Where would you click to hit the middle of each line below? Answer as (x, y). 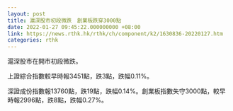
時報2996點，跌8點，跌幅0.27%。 (57, 100)
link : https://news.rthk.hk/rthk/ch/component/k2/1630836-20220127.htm (115, 34)
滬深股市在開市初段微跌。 (45, 62)
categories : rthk (33, 40)
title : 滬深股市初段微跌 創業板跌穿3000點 (64, 21)
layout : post (27, 14)
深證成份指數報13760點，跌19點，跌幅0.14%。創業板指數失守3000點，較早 (116, 91)
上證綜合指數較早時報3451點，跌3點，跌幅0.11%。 (80, 76)
